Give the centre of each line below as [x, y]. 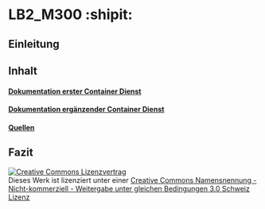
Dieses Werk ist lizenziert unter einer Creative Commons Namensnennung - [132, 180]
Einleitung [34, 44]
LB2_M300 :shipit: [70, 15]
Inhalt [23, 70]
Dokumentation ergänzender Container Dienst [86, 110]
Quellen [21, 127]
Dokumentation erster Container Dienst [75, 91]
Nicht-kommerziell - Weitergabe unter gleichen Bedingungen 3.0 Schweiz [129, 188]
